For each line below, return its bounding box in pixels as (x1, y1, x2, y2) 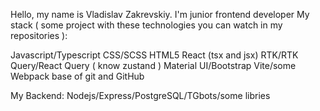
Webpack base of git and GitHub (10, 70, 145, 82)
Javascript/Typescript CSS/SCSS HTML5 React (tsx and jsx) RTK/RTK (10, 49, 299, 61)
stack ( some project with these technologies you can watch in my (10, 19, 283, 31)
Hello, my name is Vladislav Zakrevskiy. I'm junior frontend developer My (10, 9, 310, 20)
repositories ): (10, 30, 68, 41)
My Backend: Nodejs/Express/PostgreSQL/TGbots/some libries (10, 90, 271, 101)
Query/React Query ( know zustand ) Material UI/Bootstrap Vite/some (10, 60, 297, 71)
